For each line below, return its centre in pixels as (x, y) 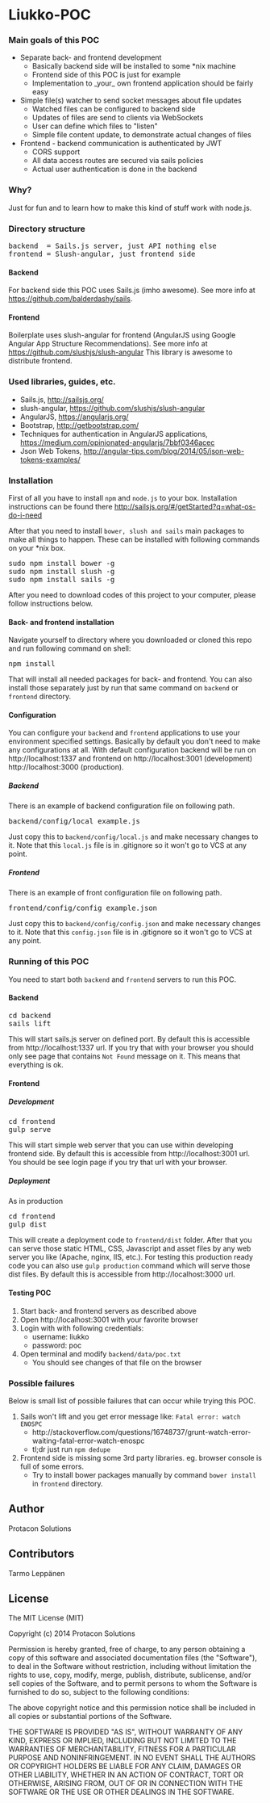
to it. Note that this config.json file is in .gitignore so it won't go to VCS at (130, 932)
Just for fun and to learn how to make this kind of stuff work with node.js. (130, 208)
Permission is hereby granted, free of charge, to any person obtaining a (127, 1650)
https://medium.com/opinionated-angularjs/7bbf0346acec (117, 442)
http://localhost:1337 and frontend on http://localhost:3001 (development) (131, 759)
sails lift (30, 1023)
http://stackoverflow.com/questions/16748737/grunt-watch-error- (141, 1432)
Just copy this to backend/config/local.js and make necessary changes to (133, 837)
